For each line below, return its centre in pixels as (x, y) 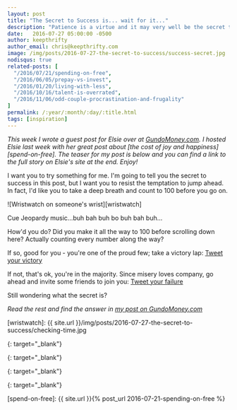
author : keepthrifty (38, 40)
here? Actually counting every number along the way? (86, 239)
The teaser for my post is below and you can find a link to (142, 154)
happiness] (202, 146)
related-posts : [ (33, 66)
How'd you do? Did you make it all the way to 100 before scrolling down (111, 231)
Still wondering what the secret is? (57, 295)
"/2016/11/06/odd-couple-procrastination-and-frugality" (99, 100)
